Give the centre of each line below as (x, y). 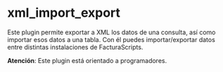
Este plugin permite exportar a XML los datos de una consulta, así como (111, 32)
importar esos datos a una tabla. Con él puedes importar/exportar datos (111, 39)
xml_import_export (64, 13)
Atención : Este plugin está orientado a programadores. (87, 60)
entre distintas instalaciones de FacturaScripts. (75, 47)
